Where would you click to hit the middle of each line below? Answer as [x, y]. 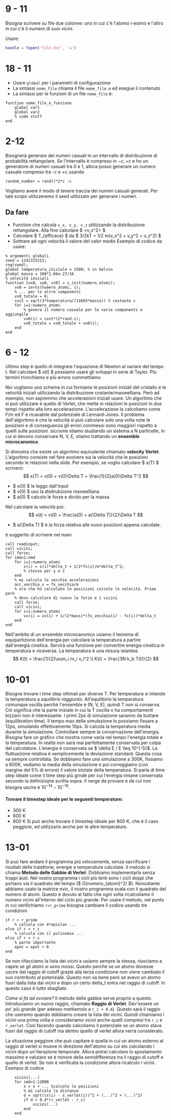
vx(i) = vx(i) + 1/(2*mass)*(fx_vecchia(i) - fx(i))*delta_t [90, 616]
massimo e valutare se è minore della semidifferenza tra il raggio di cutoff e [84, 1057]
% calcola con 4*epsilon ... [45, 925]
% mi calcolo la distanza [51, 1091]
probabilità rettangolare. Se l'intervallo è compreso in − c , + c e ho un [77, 161]
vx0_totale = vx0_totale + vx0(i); [62, 323]
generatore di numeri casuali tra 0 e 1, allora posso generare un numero [80, 166]
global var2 [27, 112]
